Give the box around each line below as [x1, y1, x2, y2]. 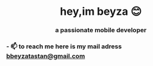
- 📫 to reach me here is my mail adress [6, 42, 122, 51]
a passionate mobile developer [55, 26, 147, 34]
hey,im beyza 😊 [59, 5, 142, 18]
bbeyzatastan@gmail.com [6, 52, 85, 61]
